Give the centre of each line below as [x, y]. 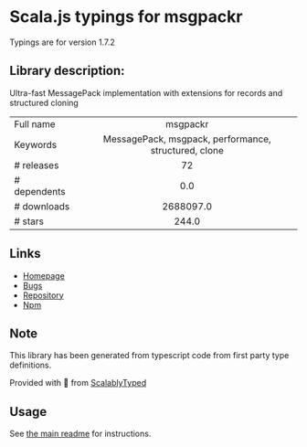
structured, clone [187, 150]
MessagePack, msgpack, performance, [187, 139]
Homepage [44, 275]
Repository [43, 295]
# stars [29, 221]
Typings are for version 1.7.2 [63, 42]
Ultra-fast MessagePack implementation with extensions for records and [146, 92]
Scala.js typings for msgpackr [126, 17]
